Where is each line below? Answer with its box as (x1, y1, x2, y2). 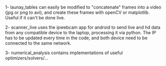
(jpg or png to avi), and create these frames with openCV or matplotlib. (5, 9, 150, 15)
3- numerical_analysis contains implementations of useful (5, 50, 123, 56)
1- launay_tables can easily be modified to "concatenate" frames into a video (5, 4, 162, 10)
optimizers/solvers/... (5, 55, 49, 61)
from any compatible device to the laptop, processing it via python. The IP (5, 30, 156, 35)
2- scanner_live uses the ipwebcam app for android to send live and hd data (5, 24, 161, 30)
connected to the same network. (5, 40, 72, 46)
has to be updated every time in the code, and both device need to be (5, 35, 148, 41)
